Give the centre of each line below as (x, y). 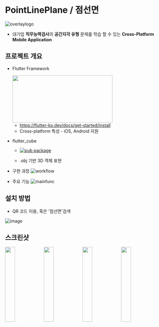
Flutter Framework (31, 68)
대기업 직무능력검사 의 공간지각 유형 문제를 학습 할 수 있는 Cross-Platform (83, 34)
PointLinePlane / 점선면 (52, 10)
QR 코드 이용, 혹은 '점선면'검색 (41, 211)
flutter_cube (24, 141)
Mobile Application (32, 39)
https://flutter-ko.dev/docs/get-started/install (65, 125)
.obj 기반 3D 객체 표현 (40, 161)
